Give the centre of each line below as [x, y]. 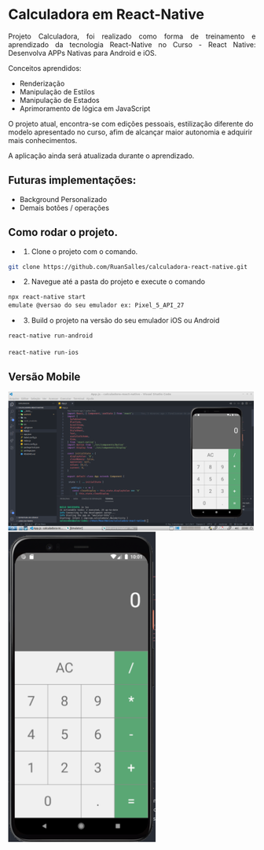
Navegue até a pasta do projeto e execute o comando [118, 281]
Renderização [42, 83]
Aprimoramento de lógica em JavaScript [85, 109]
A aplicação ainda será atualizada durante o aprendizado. [101, 156]
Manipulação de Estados [59, 100]
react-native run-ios [44, 352]
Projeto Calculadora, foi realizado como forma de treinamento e [132, 36]
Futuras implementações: [72, 180]
